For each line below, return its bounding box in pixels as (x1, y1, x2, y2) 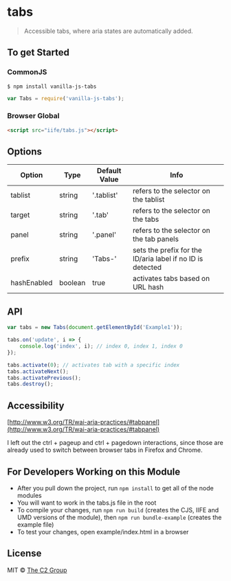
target (10, 210, 30, 220)
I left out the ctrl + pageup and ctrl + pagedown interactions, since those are (7, 439, 223, 447)
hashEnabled (10, 278, 53, 288)
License (7, 547, 42, 560)
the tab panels (133, 234, 179, 244)
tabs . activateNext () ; (7, 368, 69, 375)
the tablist (133, 195, 165, 205)
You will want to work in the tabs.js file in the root (16, 499, 157, 507)
